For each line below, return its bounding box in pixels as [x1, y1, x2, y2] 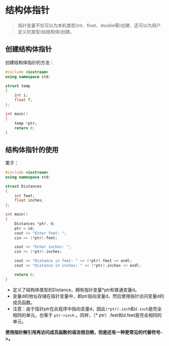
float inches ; [14, 198, 44, 203]
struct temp [5, 83, 30, 89]
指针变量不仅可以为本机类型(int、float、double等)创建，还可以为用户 [17, 22, 161, 28]
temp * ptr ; [14, 121, 37, 126]
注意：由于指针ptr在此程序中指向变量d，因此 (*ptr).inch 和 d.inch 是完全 [12, 305, 162, 312]
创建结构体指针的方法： [5, 59, 54, 65]
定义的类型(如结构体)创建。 [17, 28, 75, 34]
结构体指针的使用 [5, 145, 59, 154]
